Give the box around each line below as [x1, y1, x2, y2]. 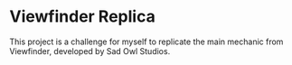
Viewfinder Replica [9, 6, 155, 27]
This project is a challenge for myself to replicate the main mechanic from [9, 36, 284, 47]
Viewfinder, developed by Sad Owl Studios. [9, 45, 171, 56]
